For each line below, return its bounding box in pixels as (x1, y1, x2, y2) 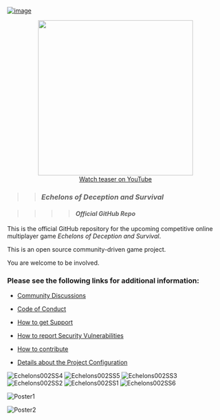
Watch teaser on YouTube (78, 175, 153, 183)
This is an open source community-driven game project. (7, 246, 166, 254)
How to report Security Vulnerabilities (16, 332, 124, 340)
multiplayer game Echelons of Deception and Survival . (7, 232, 162, 241)
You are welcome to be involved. (7, 259, 100, 267)
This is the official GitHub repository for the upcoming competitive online (7, 225, 213, 233)
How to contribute (16, 345, 69, 353)
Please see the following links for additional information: (7, 276, 199, 286)
